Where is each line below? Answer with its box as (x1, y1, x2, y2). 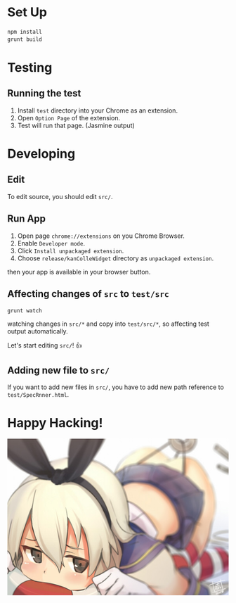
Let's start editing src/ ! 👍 (7, 341, 82, 350)
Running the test (7, 87, 81, 99)
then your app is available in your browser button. (7, 267, 151, 276)
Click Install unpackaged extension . (17, 246, 124, 255)
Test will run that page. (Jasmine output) (17, 121, 135, 129)
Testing (7, 59, 53, 75)
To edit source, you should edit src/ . (7, 192, 113, 201)
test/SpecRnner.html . (7, 391, 70, 399)
